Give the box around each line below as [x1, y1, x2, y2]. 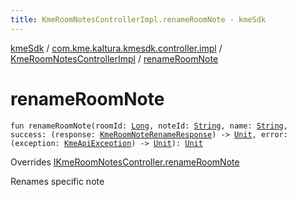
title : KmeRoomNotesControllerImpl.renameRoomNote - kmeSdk [10, 14, 267, 25]
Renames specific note [10, 175, 105, 187]
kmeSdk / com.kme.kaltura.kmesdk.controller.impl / [10, 42, 223, 54]
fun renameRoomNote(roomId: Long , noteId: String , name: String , [10, 121, 288, 131]
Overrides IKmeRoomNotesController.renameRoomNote [10, 156, 240, 168]
